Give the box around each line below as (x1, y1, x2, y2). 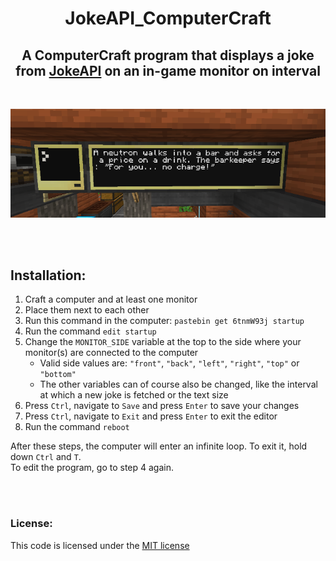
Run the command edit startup (24, 325, 157, 337)
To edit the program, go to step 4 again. (10, 462, 175, 474)
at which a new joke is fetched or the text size (39, 389, 229, 401)
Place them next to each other (24, 304, 150, 316)
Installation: (10, 267, 87, 284)
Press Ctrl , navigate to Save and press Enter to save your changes (24, 400, 300, 412)
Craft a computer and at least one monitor (24, 293, 198, 306)
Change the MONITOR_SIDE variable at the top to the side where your (24, 336, 302, 348)
